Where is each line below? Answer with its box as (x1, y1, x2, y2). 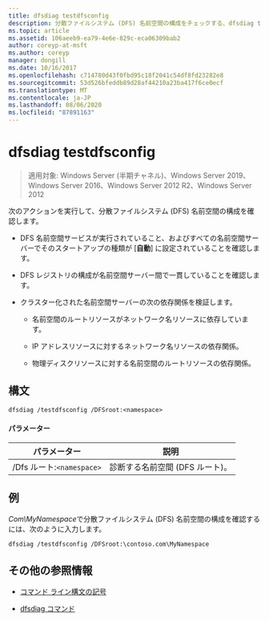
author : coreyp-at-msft (8, 42, 88, 50)
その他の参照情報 (8, 564, 93, 578)
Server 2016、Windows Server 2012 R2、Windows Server (60, 180, 252, 190)
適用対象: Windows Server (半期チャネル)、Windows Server (27, 170, 226, 180)
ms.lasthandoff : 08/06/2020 (8, 101, 102, 109)
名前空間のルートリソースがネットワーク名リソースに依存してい (31, 314, 242, 324)
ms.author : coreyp (8, 49, 70, 57)
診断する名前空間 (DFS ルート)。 (109, 462, 232, 473)
